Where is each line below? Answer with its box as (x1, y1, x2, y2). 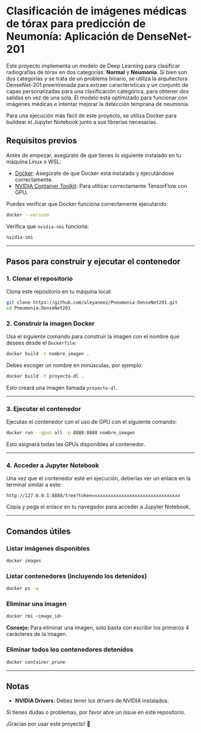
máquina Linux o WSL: (6, 157, 62, 165)
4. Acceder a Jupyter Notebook (6, 461, 100, 470)
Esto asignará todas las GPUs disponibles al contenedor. (6, 441, 145, 448)
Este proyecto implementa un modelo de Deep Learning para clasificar (6, 62, 181, 69)
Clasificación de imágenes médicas (6, 4, 187, 18)
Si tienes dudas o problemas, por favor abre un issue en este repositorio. (6, 708, 185, 716)
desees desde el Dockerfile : (6, 340, 77, 347)
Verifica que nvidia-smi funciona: (6, 223, 89, 230)
